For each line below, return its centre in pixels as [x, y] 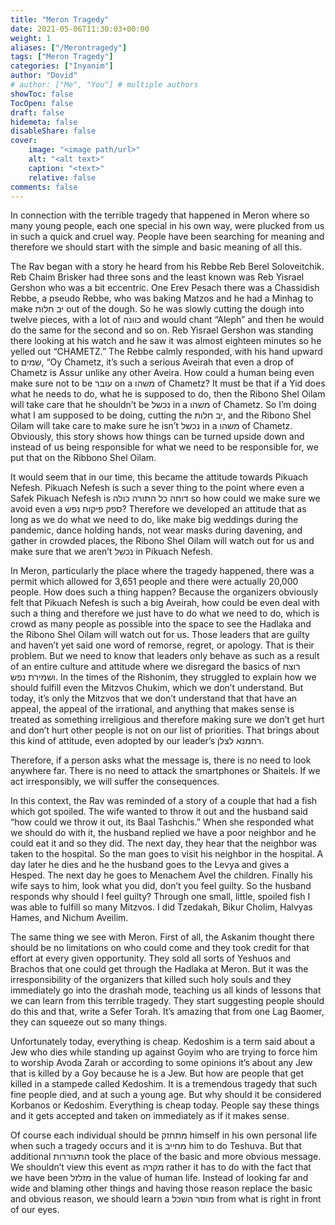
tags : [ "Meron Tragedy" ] [62, 57]
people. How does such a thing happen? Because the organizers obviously [164, 592]
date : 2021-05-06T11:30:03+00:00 [80, 29]
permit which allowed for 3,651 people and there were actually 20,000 [154, 582]
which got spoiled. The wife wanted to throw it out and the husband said [159, 812]
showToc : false [42, 94]
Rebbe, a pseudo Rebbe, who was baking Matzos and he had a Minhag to [162, 298]
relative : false [62, 177]
